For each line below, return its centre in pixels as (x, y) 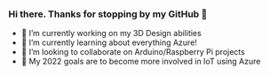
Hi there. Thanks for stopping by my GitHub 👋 (108, 14)
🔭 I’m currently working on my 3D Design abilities (111, 34)
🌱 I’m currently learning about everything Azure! (109, 42)
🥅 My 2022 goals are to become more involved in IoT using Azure (141, 62)
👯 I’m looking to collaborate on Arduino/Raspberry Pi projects (133, 52)
